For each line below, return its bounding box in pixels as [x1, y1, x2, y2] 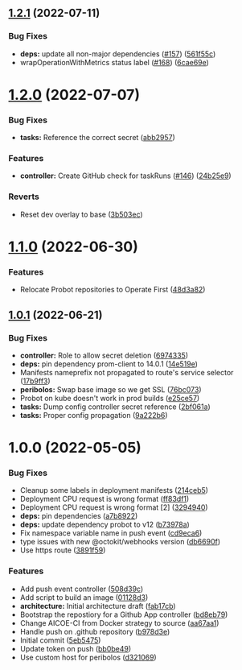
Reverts [8, 191, 40, 202]
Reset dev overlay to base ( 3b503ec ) [19, 209, 143, 219]
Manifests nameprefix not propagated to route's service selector [19, 367, 234, 377]
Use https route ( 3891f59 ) [19, 545, 106, 555]
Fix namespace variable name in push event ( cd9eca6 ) [19, 528, 203, 538]
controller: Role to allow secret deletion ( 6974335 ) [19, 350, 189, 360]
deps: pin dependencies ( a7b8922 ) [19, 511, 138, 521]
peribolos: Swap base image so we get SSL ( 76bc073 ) [19, 384, 203, 394]
